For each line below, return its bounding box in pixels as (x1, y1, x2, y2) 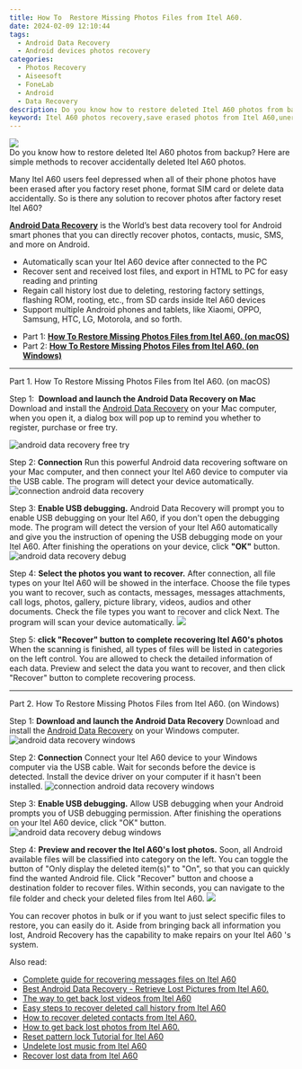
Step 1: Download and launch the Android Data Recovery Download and (9, 716, 280, 727)
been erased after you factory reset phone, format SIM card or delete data (9, 183, 285, 194)
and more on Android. (9, 239, 90, 250)
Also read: (9, 957, 48, 967)
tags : (9, 30, 30, 39)
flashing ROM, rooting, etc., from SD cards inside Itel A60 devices (22, 295, 266, 305)
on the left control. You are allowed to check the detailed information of (9, 653, 273, 665)
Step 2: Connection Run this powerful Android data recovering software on (9, 457, 288, 468)
